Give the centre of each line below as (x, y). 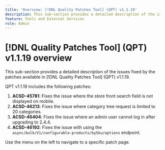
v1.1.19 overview (39, 58)
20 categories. (27, 112)
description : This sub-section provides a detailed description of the (80, 14)
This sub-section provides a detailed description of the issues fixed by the (80, 72)
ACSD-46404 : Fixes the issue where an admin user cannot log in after (84, 117)
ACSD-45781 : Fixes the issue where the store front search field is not (82, 96)
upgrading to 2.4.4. (32, 122)
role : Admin (17, 23)
